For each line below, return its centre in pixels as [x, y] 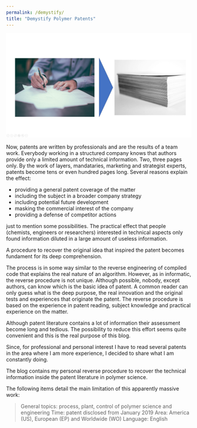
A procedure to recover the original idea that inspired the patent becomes [95, 250]
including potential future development [61, 202]
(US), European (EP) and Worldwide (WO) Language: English [94, 419]
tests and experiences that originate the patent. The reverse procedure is [95, 299]
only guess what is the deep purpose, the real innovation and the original [94, 293]
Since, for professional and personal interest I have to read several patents [96, 347]
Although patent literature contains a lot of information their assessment [93, 323]
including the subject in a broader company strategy [78, 196]
